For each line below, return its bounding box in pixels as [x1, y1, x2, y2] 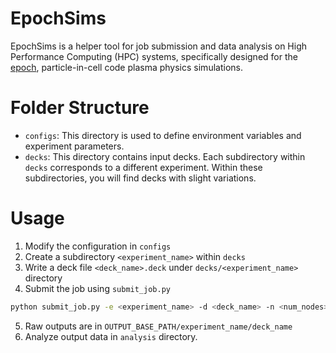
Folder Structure [10, 97, 150, 119]
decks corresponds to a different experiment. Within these [24, 161, 263, 173]
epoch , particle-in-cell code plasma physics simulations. [10, 61, 243, 73]
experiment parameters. [24, 140, 125, 152]
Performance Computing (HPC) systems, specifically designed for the [10, 50, 298, 62]
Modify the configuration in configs [24, 240, 172, 252]
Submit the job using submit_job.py [24, 282, 171, 294]
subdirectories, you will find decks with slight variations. [24, 172, 257, 184]
